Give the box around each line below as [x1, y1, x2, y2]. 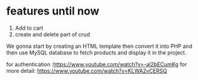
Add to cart [14, 24, 43, 32]
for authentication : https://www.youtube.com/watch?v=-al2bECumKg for [6, 61, 187, 68]
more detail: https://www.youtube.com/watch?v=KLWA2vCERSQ [6, 67, 167, 74]
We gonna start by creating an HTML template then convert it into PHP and [6, 42, 193, 50]
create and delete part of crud [14, 30, 91, 38]
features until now [6, 4, 100, 18]
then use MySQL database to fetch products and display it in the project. [6, 48, 187, 56]
